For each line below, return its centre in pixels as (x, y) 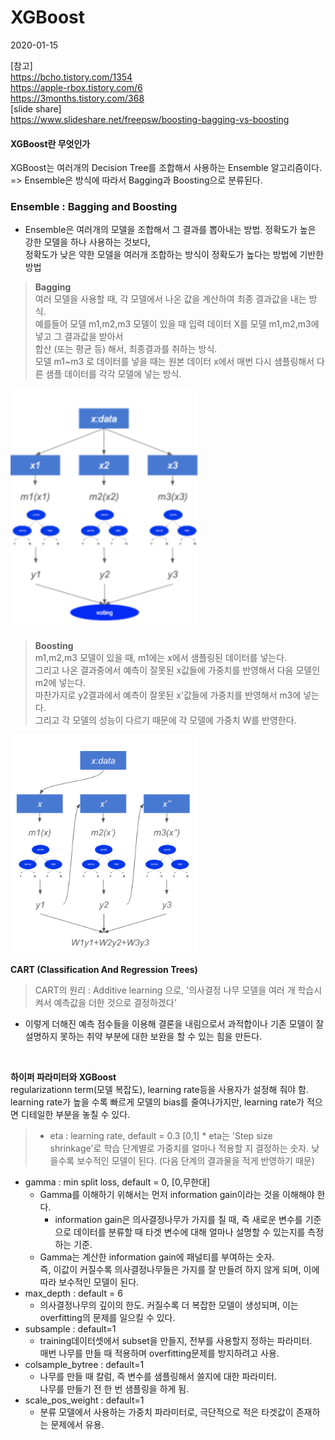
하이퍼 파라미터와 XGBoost (63, 1077)
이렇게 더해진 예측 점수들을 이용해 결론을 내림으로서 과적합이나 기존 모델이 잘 (174, 1024)
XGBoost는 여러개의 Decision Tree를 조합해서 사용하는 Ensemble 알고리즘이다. (166, 168)
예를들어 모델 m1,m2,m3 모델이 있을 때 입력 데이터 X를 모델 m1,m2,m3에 (177, 324)
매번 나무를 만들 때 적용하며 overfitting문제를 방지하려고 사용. (159, 1353)
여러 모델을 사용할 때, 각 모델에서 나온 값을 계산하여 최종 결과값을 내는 (170, 299)
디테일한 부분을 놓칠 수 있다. (75, 1115)
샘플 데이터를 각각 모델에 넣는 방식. (113, 374)
